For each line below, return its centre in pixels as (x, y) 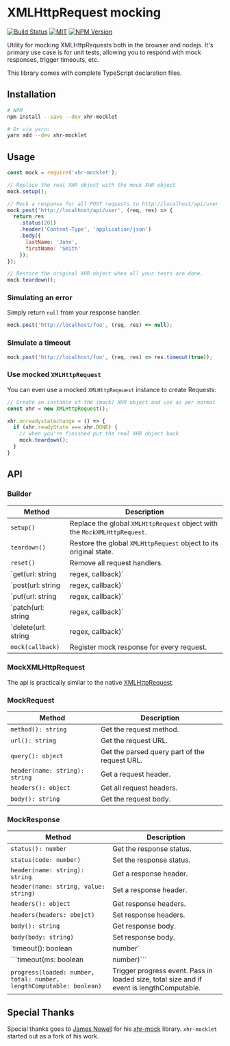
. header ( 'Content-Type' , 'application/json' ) (86, 229)
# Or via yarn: (29, 129)
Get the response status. (152, 849)
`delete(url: (28, 627)
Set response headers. (149, 915)
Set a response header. (150, 890)
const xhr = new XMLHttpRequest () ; (58, 409)
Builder (20, 494)
